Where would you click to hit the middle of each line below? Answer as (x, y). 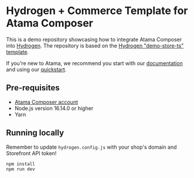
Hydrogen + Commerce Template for (97, 11)
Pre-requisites (33, 88)
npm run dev (21, 169)
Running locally (35, 133)
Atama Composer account (46, 102)
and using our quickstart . (36, 69)
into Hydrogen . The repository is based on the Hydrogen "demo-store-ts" (95, 46)
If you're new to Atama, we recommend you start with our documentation (94, 63)
